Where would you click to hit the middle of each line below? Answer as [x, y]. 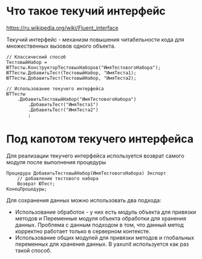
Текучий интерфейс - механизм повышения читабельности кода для [95, 39]
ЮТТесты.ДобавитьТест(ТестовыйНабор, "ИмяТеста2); [71, 78]
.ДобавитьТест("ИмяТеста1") [63, 104]
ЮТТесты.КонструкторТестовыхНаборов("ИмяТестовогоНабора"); [84, 68]
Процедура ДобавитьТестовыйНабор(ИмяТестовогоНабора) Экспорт [86, 173]
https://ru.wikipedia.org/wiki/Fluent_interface [63, 28]
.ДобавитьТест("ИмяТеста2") [63, 110]
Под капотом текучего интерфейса [100, 139]
